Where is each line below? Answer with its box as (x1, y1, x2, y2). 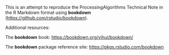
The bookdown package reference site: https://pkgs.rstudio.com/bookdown (5, 44, 164, 49)
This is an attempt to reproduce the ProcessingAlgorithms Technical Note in (5, 4, 163, 10)
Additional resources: (5, 24, 50, 30)
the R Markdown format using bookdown (5, 9, 91, 15)
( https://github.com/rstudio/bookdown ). (5, 15, 89, 20)
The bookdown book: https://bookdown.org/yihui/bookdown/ (5, 34, 134, 40)
